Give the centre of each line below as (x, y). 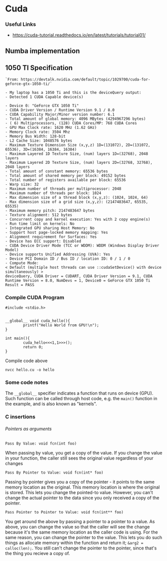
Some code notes (27, 382)
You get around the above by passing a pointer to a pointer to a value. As (80, 522)
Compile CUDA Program (35, 297)
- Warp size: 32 (22, 184)
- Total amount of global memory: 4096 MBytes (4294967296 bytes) (76, 119)
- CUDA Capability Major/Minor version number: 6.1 (60, 114)
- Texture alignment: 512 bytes (39, 215)
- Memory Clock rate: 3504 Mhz (38, 132)
